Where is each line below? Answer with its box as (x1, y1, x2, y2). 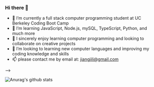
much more (12, 31, 35, 37)
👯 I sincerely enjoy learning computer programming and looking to (12, 36, 144, 41)
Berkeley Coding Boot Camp (12, 20, 69, 26)
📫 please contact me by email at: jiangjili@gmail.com (12, 56, 119, 62)
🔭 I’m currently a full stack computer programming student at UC (12, 15, 141, 21)
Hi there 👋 (5, 4, 29, 11)
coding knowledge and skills (12, 51, 69, 57)
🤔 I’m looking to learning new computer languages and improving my (12, 46, 149, 52)
